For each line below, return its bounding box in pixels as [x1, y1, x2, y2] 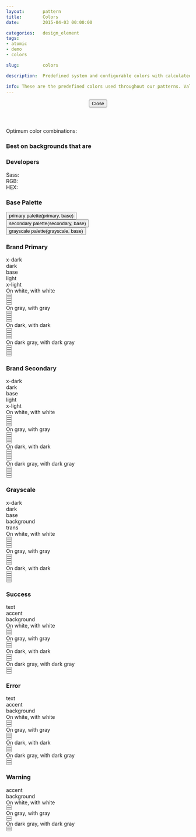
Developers [6, 158, 40, 166]
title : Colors [6, 14, 59, 20]
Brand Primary [6, 243, 48, 251]
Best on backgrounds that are [6, 142, 92, 150]
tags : [6, 36, 19, 42]
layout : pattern [6, 8, 61, 15]
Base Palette [6, 198, 43, 206]
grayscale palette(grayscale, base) [9, 228, 83, 234]
